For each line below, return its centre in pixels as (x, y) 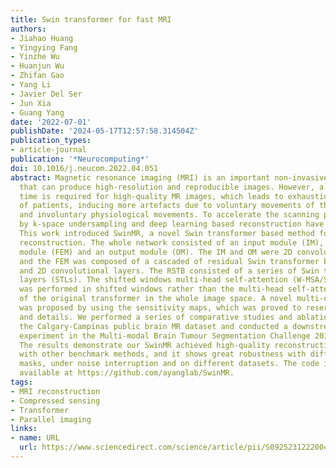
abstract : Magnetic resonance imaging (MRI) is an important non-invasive (169, 177)
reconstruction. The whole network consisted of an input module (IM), (172, 242)
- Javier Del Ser (46, 94)
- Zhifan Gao (37, 76)
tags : (21, 382)
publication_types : (51, 141)
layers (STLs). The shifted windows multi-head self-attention (153, 280)
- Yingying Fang (44, 47)
